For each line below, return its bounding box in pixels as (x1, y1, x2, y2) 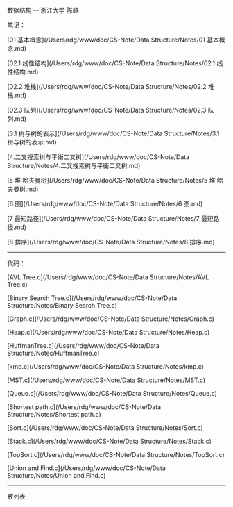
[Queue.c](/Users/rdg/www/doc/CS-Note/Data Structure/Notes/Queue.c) (7, 390, 217, 397)
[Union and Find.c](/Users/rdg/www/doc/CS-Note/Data (7, 464, 166, 472)
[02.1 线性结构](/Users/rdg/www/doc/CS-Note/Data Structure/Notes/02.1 (7, 59, 216, 67)
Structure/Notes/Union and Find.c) (7, 472, 106, 479)
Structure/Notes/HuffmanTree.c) (7, 349, 100, 357)
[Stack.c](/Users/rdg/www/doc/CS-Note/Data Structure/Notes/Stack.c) (7, 437, 212, 445)
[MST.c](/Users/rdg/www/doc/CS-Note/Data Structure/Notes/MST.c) (7, 376, 206, 384)
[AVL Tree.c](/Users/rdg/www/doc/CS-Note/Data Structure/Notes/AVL (7, 273, 209, 281)
